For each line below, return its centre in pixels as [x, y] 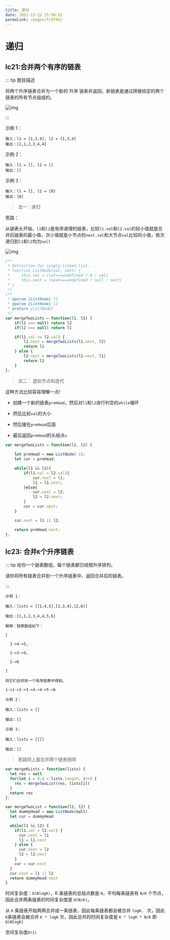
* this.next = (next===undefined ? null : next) [65, 280]
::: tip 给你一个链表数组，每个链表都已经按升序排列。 [60, 565]
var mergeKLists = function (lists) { [45, 769]
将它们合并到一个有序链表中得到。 [36, 681]
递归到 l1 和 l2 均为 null [28, 242]
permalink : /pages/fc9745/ [34, 19]
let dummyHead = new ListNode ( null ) [49, 812]
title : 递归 [17, 10]
